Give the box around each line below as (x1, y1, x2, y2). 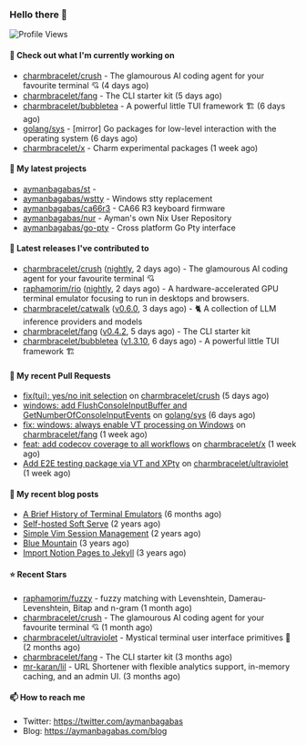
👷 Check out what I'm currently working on (9, 49, 175, 60)
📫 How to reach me (9, 692, 86, 703)
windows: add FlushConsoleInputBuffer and (22, 400, 188, 411)
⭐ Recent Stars (9, 568, 67, 579)
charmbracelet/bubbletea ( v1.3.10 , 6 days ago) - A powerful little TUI (22, 335, 280, 346)
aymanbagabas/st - (22, 183, 97, 194)
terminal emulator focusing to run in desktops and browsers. (22, 292, 250, 303)
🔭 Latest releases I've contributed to (9, 243, 149, 254)
